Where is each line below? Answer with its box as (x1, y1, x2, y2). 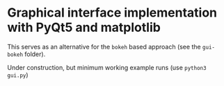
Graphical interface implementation (7, 5, 218, 21)
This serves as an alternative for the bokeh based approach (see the (7, 42, 201, 51)
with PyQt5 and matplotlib (7, 19, 161, 35)
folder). (24, 50, 46, 58)
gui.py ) (7, 71, 29, 79)
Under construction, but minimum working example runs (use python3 (7, 63, 207, 71)
